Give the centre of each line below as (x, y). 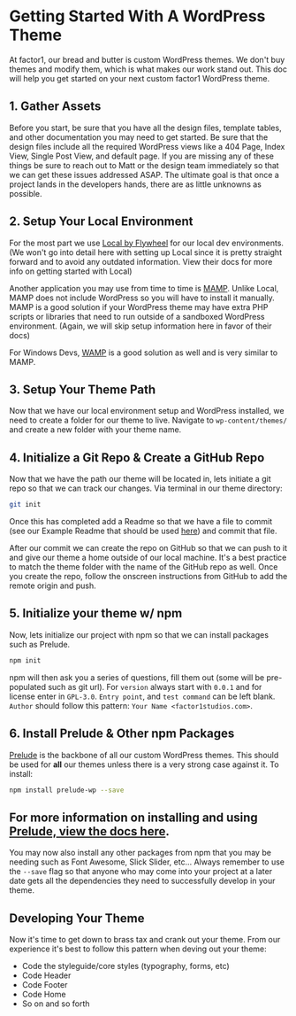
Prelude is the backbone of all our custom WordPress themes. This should (144, 755)
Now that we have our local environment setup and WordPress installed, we (147, 411)
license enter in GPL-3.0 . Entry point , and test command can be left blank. (142, 696)
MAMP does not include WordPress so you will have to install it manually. (142, 298)
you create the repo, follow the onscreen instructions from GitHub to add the (148, 577)
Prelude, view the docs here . (89, 831)
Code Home (44, 995)
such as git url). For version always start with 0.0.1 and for (155, 686)
